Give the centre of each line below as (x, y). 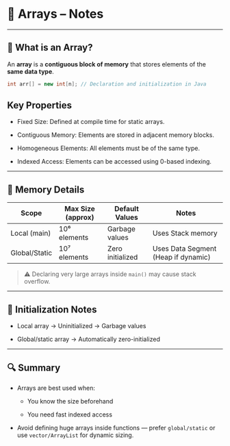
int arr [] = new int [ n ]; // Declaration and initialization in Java (107, 84)
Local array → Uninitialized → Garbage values (81, 326)
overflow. (37, 282)
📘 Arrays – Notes (55, 14)
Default (126, 209)
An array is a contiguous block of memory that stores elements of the (107, 64)
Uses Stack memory (185, 234)
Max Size (80, 209)
